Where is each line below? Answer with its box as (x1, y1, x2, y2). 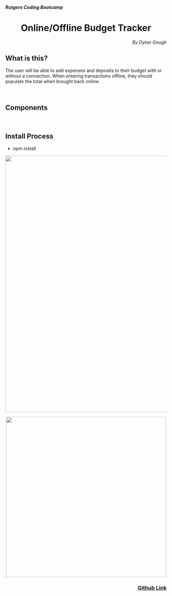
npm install (12, 145, 36, 151)
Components (5, 103, 48, 112)
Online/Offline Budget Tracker (20, 22, 152, 33)
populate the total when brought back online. (5, 79, 100, 85)
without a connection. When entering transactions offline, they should (5, 73, 153, 79)
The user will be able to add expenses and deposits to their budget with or (5, 67, 162, 74)
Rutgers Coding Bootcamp (5, 4, 63, 10)
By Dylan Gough (132, 39, 167, 45)
